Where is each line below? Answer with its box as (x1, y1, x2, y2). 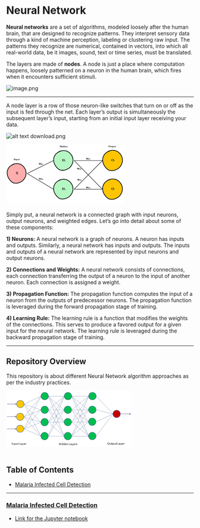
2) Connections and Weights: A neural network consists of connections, (6, 265, 185, 273)
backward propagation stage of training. (6, 333, 105, 341)
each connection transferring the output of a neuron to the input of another (6, 272, 190, 279)
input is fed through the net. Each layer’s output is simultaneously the (6, 108, 176, 115)
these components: (6, 224, 54, 231)
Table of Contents (6, 465, 74, 475)
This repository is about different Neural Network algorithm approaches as (6, 372, 189, 380)
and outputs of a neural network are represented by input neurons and (6, 248, 179, 255)
